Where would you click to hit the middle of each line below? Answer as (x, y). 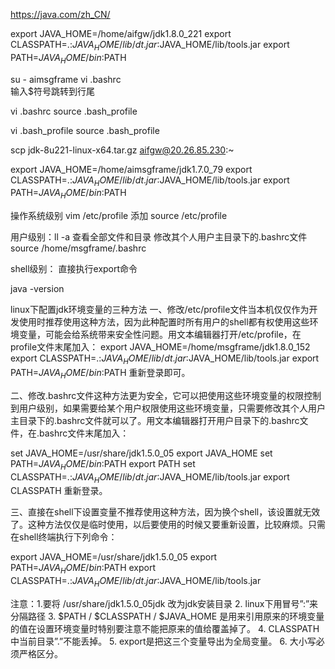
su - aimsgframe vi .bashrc (66, 79)
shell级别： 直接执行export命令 (74, 269)
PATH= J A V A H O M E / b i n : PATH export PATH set (103, 464)
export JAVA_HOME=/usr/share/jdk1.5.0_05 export (114, 557)
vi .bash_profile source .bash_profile (85, 130)
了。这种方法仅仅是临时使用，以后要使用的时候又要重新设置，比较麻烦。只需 (168, 525)
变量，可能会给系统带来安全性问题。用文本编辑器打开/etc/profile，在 (160, 335)
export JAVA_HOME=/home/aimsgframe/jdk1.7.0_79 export (131, 169)
